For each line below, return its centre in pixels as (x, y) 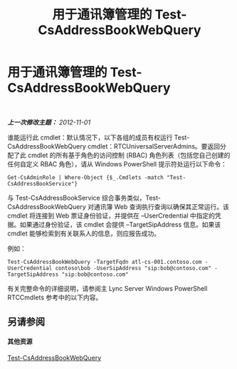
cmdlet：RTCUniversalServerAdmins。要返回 (154, 146)
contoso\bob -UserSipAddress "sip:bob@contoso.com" (133, 268)
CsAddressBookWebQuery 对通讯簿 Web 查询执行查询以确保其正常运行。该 (118, 206)
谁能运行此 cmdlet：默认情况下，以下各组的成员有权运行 (90, 137)
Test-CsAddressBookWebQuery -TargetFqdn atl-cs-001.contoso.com (105, 262)
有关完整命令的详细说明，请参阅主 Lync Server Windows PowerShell (107, 288)
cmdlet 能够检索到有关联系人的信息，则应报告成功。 (84, 233)
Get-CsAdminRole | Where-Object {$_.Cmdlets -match (85, 177)
